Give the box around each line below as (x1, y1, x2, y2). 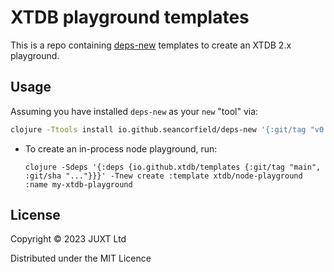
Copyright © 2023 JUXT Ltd (10, 233, 127, 245)
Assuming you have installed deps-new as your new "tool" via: (10, 105, 259, 117)
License (10, 207, 61, 224)
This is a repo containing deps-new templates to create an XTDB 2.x (10, 39, 292, 51)
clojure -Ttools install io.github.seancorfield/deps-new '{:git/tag (10, 124, 307, 135)
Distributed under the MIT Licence (10, 252, 152, 265)
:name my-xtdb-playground (24, 179, 133, 190)
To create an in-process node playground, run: (24, 142, 218, 155)
